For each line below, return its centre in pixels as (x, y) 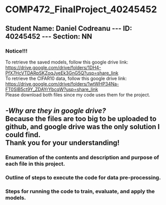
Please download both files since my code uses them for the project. (78, 95)
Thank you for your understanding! (63, 143)
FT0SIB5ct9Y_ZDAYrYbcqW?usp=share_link (52, 89)
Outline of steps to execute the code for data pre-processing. (83, 178)
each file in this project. (35, 164)
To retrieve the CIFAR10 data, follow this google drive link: (66, 78)
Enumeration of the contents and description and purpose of (82, 157)
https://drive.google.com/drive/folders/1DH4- (53, 67)
